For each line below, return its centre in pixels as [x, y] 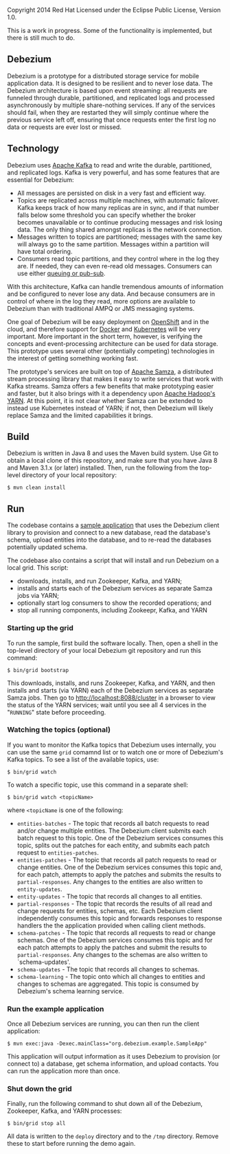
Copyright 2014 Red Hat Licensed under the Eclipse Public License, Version [114, 10]
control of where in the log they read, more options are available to [101, 301]
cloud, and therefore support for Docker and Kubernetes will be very [104, 329]
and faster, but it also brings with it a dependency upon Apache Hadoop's [111, 393]
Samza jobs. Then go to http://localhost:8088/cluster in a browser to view [112, 697]
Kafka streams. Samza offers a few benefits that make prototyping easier [111, 386]
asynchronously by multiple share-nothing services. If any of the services [111, 105]
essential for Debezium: [41, 180]
